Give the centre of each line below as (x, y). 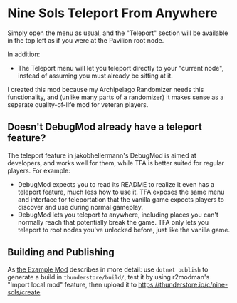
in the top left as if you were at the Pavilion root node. (86, 40)
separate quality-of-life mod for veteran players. (78, 104)
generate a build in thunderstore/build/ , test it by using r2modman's (109, 277)
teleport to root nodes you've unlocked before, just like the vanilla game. (123, 230)
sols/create (24, 292)
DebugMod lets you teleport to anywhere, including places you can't (118, 215)
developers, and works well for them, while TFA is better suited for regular (116, 163)
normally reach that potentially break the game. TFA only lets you (113, 222)
